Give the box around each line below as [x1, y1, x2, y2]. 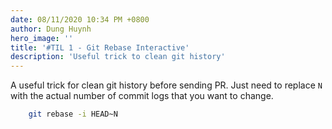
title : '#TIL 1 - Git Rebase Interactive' [10, 42, 190, 53]
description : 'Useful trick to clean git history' [10, 52, 226, 62]
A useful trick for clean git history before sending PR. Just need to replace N [10, 79, 323, 91]
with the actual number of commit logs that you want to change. [10, 90, 274, 102]
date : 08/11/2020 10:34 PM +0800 [10, 14, 150, 25]
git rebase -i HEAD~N [28, 109, 118, 120]
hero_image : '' [10, 33, 74, 43]
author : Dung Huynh [10, 24, 92, 34]
